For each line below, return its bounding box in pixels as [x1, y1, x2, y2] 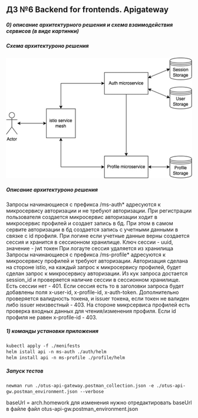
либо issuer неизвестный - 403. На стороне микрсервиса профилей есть [6, 301, 190, 309]
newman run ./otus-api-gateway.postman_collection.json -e [6, 383, 154, 389]
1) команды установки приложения [6, 327, 99, 334]
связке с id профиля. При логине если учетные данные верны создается [6, 233, 190, 240]
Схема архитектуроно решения [6, 43, 90, 50]
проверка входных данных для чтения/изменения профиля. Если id [6, 308, 176, 315]
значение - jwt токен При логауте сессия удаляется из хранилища [6, 245, 174, 252]
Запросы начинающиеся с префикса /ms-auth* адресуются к [6, 201, 161, 208]
